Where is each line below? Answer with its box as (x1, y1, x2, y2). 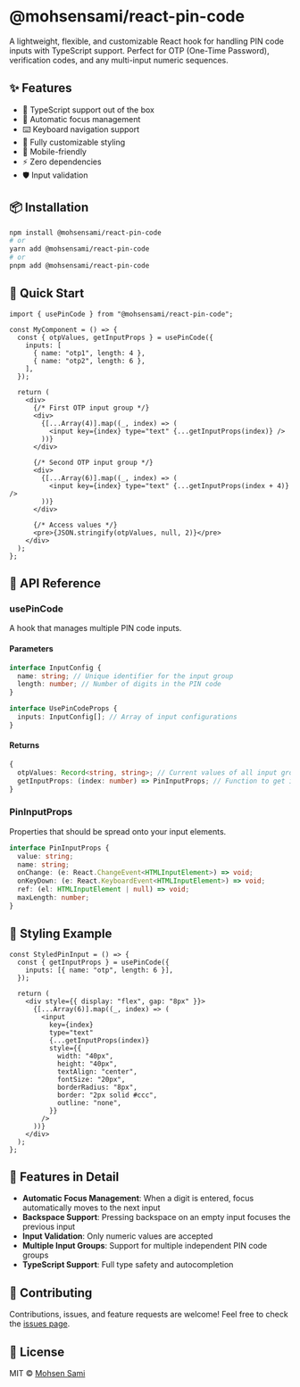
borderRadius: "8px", (56, 1083, 138, 1092)
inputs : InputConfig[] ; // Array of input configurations (17, 712, 238, 722)
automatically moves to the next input (21, 1202, 161, 1213)
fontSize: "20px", (56, 1075, 126, 1084)
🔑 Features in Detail (9, 1169, 120, 1184)
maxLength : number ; (17, 893, 90, 902)
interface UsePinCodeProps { (9, 704, 118, 713)
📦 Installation (9, 200, 89, 215)
